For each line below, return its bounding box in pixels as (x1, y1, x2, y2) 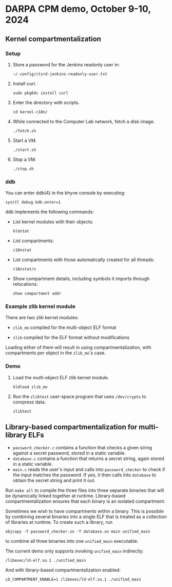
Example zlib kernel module (5, 303, 76, 310)
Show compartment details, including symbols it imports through (12, 276, 150, 282)
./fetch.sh (12, 128, 36, 134)
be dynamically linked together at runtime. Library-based (5, 492, 126, 499)
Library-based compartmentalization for (5, 423, 138, 432)
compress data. (12, 399, 46, 405)
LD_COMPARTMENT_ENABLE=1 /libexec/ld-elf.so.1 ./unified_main (5, 577, 141, 582)
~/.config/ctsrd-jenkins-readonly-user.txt (12, 71, 108, 77)
